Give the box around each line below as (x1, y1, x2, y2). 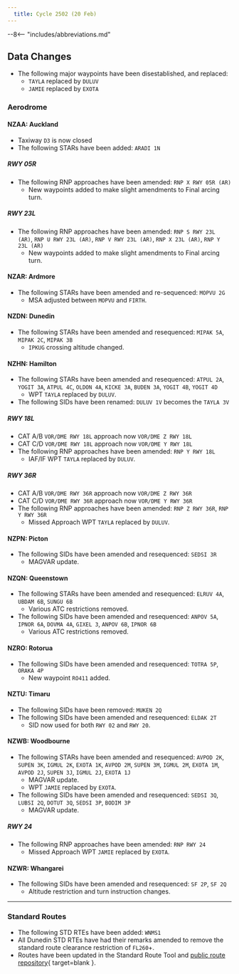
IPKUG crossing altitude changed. (28, 342, 124, 351)
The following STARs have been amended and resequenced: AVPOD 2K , (17, 753, 224, 762)
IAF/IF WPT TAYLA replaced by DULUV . (28, 455, 136, 464)
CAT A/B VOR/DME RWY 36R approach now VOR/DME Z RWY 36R (17, 489, 192, 498)
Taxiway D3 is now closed (17, 136, 92, 145)
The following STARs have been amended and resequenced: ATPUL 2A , (17, 375, 224, 384)
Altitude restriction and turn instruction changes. (28, 887, 171, 896)
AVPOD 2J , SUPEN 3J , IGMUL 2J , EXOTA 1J (17, 768, 131, 777)
